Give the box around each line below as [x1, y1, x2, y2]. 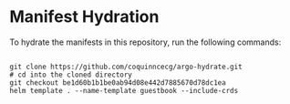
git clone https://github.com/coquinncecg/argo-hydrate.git [9, 62, 243, 71]
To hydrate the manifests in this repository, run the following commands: [9, 36, 282, 47]
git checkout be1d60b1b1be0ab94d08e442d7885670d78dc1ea [9, 78, 226, 88]
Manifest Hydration [9, 6, 160, 27]
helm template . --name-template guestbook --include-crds [9, 86, 239, 95]
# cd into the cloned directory [9, 70, 132, 79]
